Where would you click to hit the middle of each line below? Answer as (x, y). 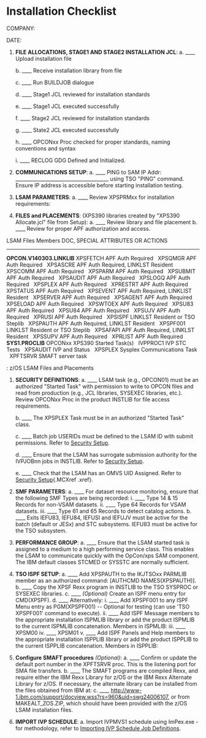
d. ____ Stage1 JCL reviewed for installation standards (82, 94)
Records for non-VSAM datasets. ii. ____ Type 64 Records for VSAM (101, 504)
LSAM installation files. (44, 710)
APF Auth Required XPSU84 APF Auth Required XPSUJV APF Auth (93, 310)
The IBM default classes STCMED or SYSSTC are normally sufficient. (102, 562)
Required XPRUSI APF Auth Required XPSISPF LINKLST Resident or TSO (101, 317)
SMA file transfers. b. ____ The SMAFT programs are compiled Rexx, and (106, 670)
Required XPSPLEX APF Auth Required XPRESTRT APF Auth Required (97, 284)
